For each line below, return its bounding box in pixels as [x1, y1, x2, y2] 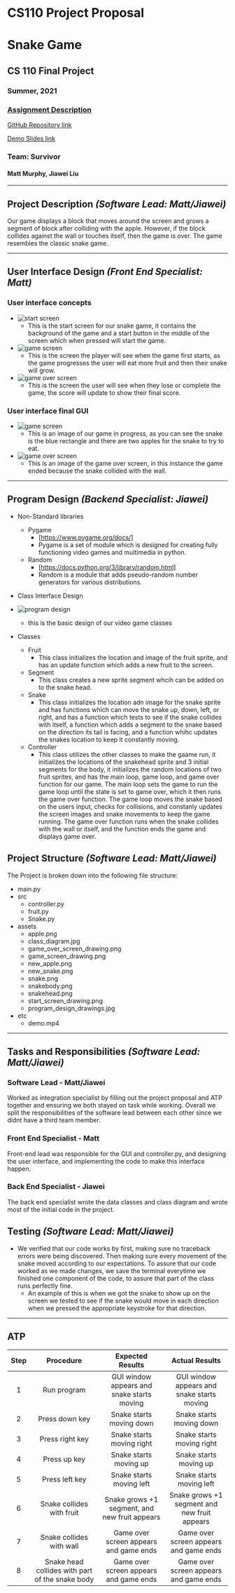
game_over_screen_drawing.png [27, 944, 122, 953]
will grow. [27, 366, 56, 375]
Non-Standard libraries [17, 512, 84, 520]
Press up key [43, 1454, 86, 1464]
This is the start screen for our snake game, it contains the [27, 321, 197, 330]
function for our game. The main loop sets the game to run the [38, 780, 218, 788]
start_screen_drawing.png [27, 996, 104, 1004]
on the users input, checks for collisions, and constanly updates [38, 802, 222, 811]
